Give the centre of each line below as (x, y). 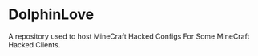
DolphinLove (51, 15)
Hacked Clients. (34, 44)
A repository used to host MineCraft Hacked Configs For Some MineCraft (129, 36)
